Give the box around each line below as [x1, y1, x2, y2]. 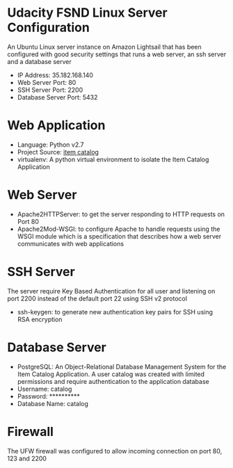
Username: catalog [17, 385, 72, 393]
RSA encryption [17, 315, 63, 323]
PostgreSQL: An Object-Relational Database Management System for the [17, 362, 227, 371]
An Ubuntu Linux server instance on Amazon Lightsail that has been [7, 42, 202, 51]
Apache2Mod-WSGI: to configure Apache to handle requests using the [17, 225, 220, 233]
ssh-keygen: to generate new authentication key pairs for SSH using [17, 307, 214, 316]
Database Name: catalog [17, 399, 89, 408]
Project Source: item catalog [17, 147, 99, 156]
